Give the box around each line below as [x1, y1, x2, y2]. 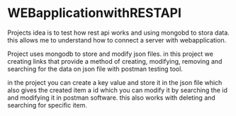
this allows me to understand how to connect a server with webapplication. [7, 35, 227, 44]
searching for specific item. [7, 100, 87, 109]
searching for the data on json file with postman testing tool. [7, 64, 183, 73]
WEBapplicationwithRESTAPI [7, 5, 182, 21]
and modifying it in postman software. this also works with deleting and [7, 93, 216, 102]
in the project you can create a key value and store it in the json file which [7, 78, 223, 86]
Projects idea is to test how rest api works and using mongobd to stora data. [7, 28, 230, 37]
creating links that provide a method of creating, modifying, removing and [7, 57, 223, 65]
